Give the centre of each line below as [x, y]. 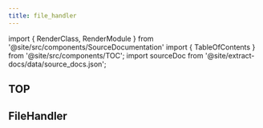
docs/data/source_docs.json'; [57, 64]
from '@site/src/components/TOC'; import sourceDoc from [106, 55]
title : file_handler [43, 16]
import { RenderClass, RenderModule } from [81, 38]
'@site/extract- [230, 55]
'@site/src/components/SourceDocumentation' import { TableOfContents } [132, 47]
